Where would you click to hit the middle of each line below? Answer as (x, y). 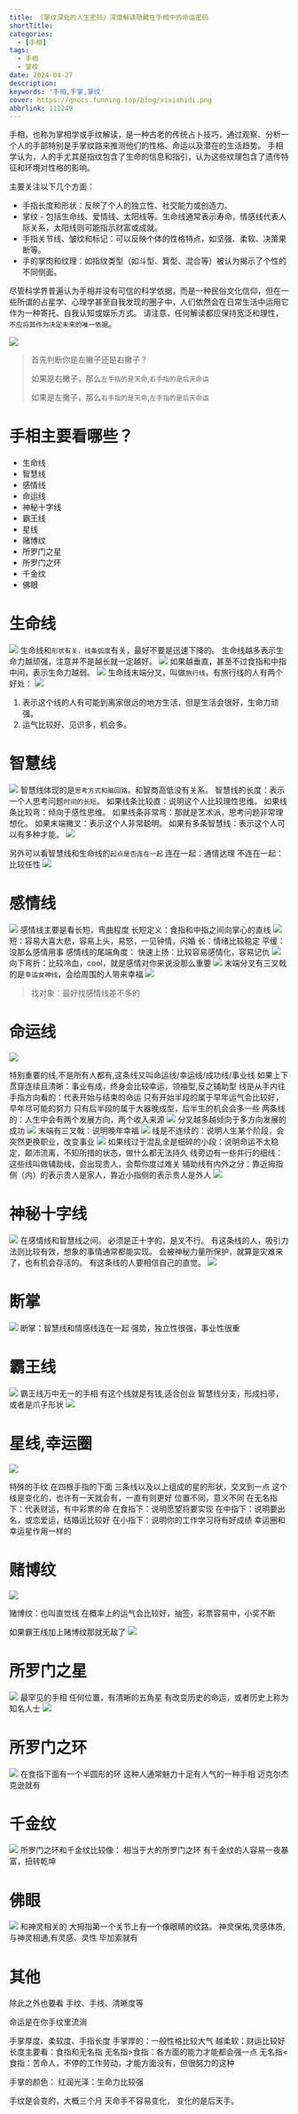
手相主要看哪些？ (72, 437)
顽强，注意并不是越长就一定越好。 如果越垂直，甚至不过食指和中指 (159, 661)
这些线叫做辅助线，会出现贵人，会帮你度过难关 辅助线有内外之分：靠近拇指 (146, 1163)
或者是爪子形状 (36, 1404)
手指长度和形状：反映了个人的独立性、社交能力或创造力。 (127, 206)
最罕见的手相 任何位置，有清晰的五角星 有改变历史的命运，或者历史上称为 (154, 1697)
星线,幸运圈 (51, 1444)
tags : (19, 51)
